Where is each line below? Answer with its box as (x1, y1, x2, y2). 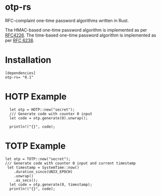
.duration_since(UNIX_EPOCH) (14, 169, 73, 174)
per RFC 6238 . (5, 37, 35, 43)
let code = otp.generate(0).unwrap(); (9, 116, 89, 120)
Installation (5, 55, 52, 66)
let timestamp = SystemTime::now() (7, 165, 79, 170)
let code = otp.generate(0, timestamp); (9, 182, 92, 187)
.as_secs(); (14, 177, 38, 183)
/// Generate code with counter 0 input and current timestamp (5, 160, 136, 166)
